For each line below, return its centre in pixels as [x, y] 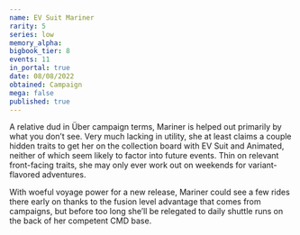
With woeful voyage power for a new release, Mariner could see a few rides [150, 192]
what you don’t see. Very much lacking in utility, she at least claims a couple [150, 137]
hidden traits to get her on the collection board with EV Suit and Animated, [147, 146]
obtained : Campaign [46, 85]
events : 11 [30, 59]
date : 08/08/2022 [42, 77]
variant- [262, 165]
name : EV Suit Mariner [52, 18]
